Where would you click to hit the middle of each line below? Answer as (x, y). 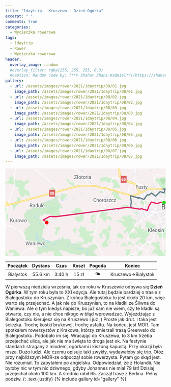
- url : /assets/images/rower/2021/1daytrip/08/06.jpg (68, 140)
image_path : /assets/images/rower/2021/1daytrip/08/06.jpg (78, 146)
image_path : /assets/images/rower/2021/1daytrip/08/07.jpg (78, 156)
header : (13, 59)
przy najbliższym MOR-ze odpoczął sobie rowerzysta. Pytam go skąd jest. (83, 357)
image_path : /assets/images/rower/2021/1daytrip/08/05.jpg (78, 135)
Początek (18, 266)
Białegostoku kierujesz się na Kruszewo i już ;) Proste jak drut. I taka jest (81, 320)
